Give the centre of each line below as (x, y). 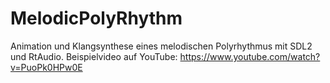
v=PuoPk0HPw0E (46, 67)
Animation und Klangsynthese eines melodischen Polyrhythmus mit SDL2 (161, 46)
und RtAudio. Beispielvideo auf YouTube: (94, 56)
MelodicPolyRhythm (96, 18)
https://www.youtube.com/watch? (250, 56)
